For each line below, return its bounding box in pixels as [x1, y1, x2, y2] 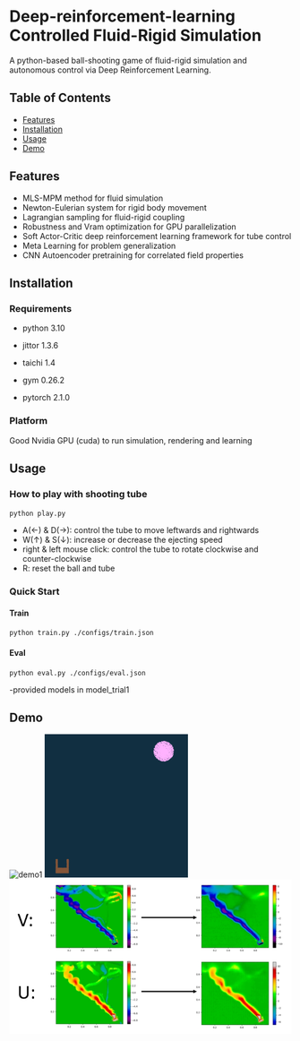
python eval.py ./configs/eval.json [9, 668, 146, 677]
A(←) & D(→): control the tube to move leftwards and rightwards [21, 525, 260, 536]
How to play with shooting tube [9, 487, 148, 500]
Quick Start [9, 585, 60, 598]
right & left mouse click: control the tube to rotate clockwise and [21, 544, 259, 555]
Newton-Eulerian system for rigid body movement [21, 202, 208, 212]
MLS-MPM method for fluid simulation [21, 193, 164, 203]
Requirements [9, 302, 73, 314]
